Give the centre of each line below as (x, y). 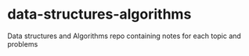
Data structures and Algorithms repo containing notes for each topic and (125, 36)
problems (23, 44)
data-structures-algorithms (99, 14)
